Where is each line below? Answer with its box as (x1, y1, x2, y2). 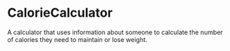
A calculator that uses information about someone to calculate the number (7, 28, 224, 36)
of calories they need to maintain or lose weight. (7, 35, 148, 43)
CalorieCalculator (7, 5, 113, 21)
